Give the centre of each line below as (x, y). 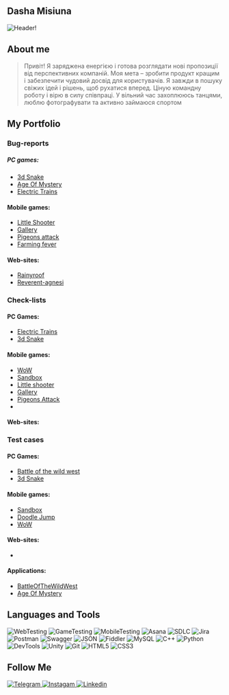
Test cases (26, 440)
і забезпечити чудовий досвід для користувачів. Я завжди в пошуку (123, 80)
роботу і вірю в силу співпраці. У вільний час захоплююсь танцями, (123, 95)
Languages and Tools (54, 615)
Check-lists (27, 300)
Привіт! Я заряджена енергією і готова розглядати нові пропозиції (121, 66)
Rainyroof (30, 275)
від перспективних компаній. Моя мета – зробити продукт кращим (122, 73)
